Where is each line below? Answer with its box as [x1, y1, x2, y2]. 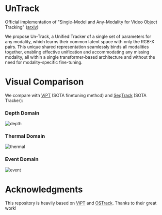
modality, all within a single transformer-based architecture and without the [5, 54, 155, 60]
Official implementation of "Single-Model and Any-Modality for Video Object [5, 19, 158, 25]
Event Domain [5, 156, 39, 163]
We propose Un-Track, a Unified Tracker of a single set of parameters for [5, 33, 151, 39]
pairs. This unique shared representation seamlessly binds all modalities [5, 44, 149, 50]
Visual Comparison [5, 76, 84, 87]
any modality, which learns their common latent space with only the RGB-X [5, 38, 155, 44]
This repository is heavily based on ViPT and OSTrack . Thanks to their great [5, 200, 157, 206]
